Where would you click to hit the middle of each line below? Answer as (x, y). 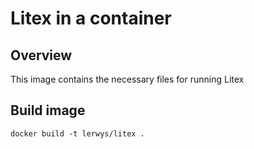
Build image (48, 110)
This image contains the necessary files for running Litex (127, 79)
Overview (41, 55)
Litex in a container (91, 18)
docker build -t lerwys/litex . (77, 133)
